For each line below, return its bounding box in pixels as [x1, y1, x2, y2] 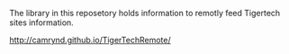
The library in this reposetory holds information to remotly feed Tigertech [9, 8, 281, 18]
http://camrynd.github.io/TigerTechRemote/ [9, 35, 171, 45]
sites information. [9, 17, 74, 28]
